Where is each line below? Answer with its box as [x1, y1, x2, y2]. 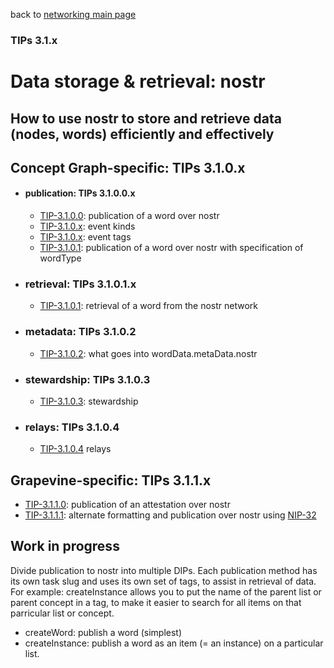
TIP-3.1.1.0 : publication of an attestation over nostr [24, 499, 231, 511]
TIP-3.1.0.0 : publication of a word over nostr [39, 210, 220, 222]
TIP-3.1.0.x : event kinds [39, 220, 136, 233]
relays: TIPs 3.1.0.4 [24, 420, 120, 434]
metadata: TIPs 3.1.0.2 [24, 325, 137, 339]
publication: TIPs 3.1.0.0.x [24, 187, 136, 199]
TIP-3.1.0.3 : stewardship [39, 395, 139, 407]
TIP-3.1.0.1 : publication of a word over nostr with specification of [39, 242, 304, 254]
